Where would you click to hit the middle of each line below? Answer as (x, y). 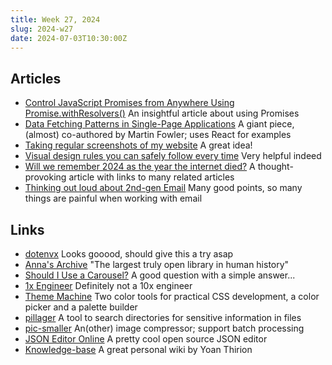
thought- (275, 167)
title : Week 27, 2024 (55, 19)
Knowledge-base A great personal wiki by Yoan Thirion (138, 349)
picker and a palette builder (81, 307)
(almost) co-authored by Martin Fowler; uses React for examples (158, 135)
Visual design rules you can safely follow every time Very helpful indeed (173, 156)
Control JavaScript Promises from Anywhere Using (129, 103)
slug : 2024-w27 (42, 29)
